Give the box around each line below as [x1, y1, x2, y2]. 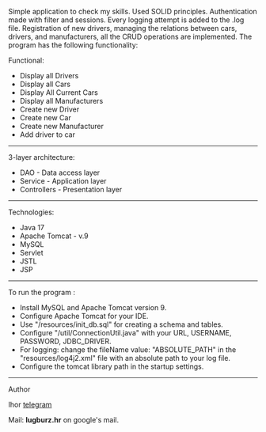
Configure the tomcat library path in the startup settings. [19, 362, 204, 371]
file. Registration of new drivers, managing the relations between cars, [8, 24, 237, 32]
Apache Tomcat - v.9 [19, 231, 89, 241]
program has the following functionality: [8, 40, 139, 50]
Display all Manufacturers [19, 97, 104, 105]
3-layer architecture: [8, 153, 75, 161]
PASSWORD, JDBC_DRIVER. [19, 336, 112, 346]
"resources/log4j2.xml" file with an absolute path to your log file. [19, 354, 231, 362]
